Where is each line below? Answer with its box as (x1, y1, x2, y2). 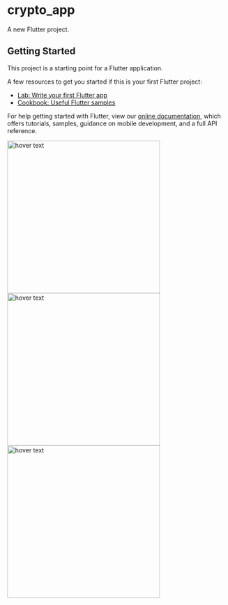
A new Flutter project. (7, 25, 70, 33)
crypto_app (7, 2, 75, 18)
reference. (7, 126, 37, 135)
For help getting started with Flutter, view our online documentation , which (7, 112, 222, 120)
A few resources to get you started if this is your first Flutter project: (7, 77, 202, 86)
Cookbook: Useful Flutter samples (17, 98, 116, 107)
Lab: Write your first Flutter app (17, 91, 108, 99)
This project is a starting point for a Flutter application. (7, 63, 163, 72)
